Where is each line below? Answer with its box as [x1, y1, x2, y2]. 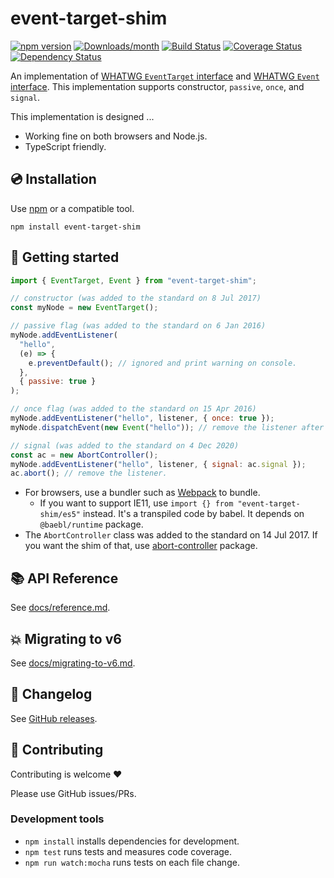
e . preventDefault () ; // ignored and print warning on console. [28, 358, 298, 368]
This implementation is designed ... [10, 110, 155, 122]
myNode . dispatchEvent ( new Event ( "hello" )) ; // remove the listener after [10, 422, 325, 432]
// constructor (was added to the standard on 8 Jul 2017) [10, 293, 262, 304]
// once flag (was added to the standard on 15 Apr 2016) [10, 404, 257, 414]
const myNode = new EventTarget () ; [10, 303, 159, 313]
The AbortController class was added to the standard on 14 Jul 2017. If [24, 529, 318, 541]
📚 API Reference [10, 570, 119, 587]
